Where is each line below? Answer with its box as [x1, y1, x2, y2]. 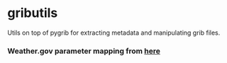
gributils [7, 5, 58, 21]
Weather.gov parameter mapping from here [7, 46, 161, 56]
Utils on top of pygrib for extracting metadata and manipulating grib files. [7, 28, 221, 37]
